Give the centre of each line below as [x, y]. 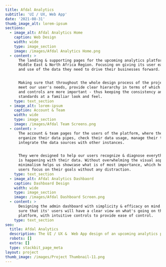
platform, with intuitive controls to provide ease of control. [86, 216]
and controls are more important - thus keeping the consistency [87, 92]
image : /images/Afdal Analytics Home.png [57, 51]
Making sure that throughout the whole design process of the [83, 83]
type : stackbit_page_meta [36, 248]
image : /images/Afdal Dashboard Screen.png [60, 197]
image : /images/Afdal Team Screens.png [55, 124]
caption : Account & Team [40, 110]
